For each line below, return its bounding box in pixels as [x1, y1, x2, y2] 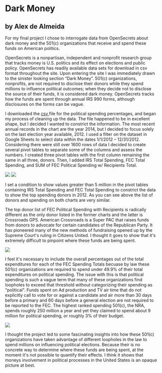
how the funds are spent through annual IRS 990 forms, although [5, 96, 135, 102]
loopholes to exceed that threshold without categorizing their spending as [5, 282, 153, 288]
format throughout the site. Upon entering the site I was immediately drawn [5, 70, 155, 76]
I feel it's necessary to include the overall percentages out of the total [5, 256, 144, 262]
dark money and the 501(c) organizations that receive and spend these [5, 40, 146, 46]
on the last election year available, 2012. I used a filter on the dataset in [5, 132, 147, 137]
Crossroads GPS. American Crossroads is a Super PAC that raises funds [5, 217, 149, 222]
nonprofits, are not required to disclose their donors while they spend [5, 81, 144, 86]
